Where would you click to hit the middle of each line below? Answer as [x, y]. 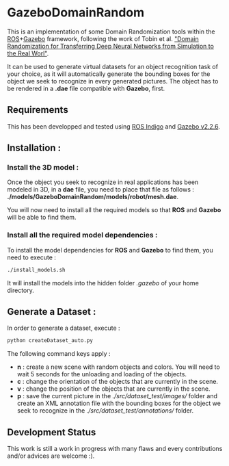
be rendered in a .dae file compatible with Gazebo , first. [86, 88]
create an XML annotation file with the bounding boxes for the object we [119, 403]
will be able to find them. [42, 218]
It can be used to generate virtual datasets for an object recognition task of [113, 66]
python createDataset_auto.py [50, 341]
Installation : [34, 148]
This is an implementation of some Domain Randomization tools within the [111, 31]
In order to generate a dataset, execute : [64, 328]
